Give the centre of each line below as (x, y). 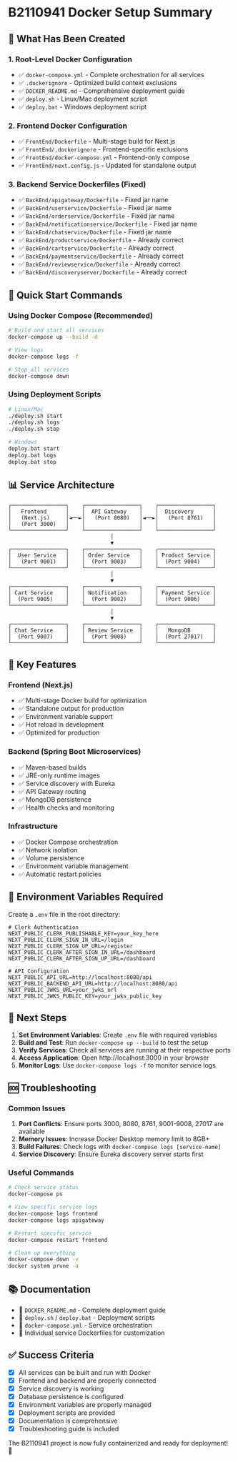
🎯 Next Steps (38, 1018)
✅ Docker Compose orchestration (68, 842)
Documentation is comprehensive (68, 1421)
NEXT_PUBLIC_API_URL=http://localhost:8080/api (80, 977)
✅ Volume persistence (51, 857)
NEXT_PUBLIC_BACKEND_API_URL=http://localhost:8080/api (93, 983)
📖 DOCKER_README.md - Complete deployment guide (92, 1310)
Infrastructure (33, 826)
